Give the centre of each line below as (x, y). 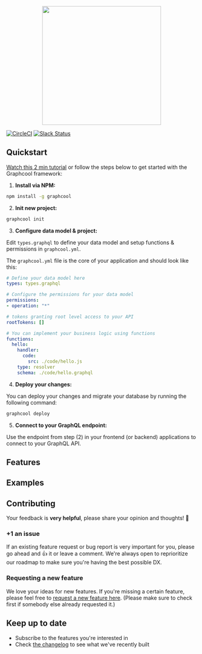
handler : (28, 350)
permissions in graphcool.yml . (44, 249)
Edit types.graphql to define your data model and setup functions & (90, 242)
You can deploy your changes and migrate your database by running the (96, 396)
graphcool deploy (28, 414)
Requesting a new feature (45, 578)
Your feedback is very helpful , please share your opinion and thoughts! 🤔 (98, 518)
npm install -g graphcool (39, 196)
